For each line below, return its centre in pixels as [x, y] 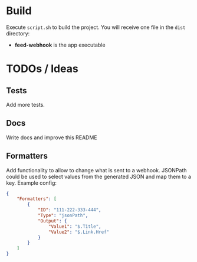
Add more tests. [26, 104]
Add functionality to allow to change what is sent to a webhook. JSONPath [96, 170]
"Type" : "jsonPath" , [63, 216]
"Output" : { [52, 221]
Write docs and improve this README [52, 137]
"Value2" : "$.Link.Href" [79, 232]
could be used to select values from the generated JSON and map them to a [99, 176]
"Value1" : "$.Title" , [75, 226]
